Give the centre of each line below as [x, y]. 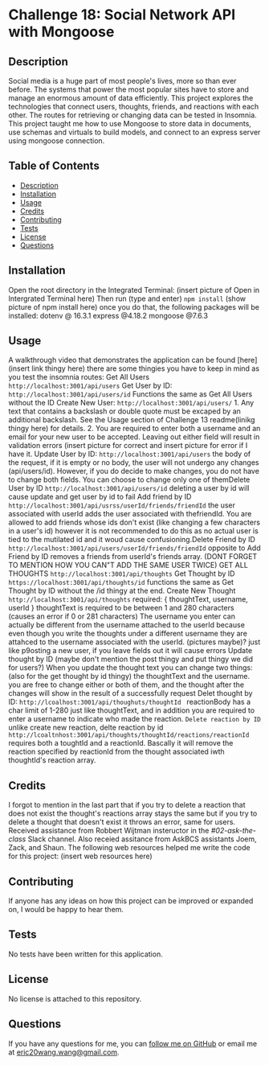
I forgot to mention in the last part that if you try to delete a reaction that [127, 805]
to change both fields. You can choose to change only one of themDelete [129, 479]
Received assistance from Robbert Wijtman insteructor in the [109, 831]
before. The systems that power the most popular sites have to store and [128, 89]
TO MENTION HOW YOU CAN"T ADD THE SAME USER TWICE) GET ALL [128, 565]
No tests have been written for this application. [86, 954]
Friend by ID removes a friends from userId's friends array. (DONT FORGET [133, 557]
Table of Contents [54, 166]
